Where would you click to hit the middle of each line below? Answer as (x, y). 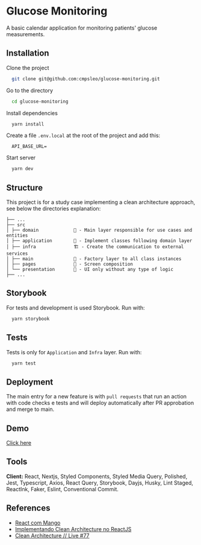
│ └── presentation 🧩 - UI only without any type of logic (90, 270)
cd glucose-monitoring (40, 101)
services (17, 254)
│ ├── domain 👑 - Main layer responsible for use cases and (99, 231)
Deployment (30, 382)
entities (17, 236)
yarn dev (23, 169)
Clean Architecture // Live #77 (52, 535)
